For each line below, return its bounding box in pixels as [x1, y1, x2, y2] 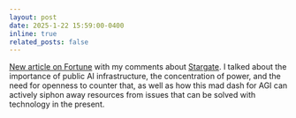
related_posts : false [9, 37, 89, 47]
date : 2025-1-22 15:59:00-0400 [9, 21, 125, 30]
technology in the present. [9, 99, 105, 110]
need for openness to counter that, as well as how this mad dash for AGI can [9, 80, 288, 91]
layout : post [9, 12, 57, 22]
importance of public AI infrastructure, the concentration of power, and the [9, 71, 281, 82]
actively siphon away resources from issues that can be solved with [9, 90, 256, 100]
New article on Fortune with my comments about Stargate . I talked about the [9, 62, 287, 72]
